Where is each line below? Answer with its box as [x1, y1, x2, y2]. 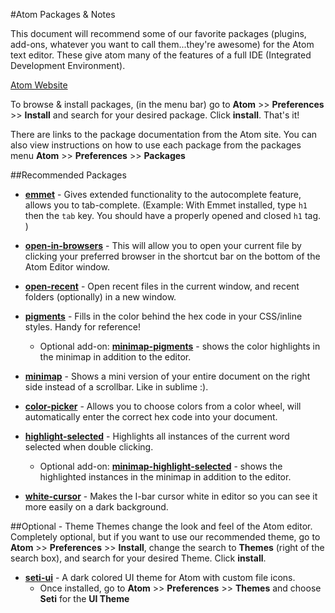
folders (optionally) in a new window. [24, 291, 177, 303]
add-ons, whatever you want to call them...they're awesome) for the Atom [10, 39, 315, 50]
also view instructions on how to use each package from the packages [10, 139, 302, 151]
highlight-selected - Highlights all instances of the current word [24, 430, 290, 442]
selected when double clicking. [24, 441, 154, 453]
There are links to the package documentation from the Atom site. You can [10, 129, 318, 140]
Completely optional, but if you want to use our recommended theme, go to [10, 531, 321, 543]
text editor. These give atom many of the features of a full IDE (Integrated [10, 49, 312, 61]
